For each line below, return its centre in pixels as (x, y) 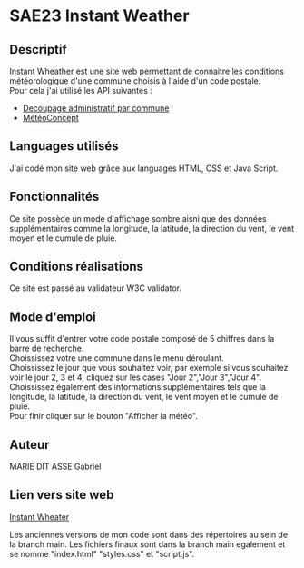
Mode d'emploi (53, 317)
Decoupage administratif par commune (96, 108)
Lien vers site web (62, 495)
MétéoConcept (50, 118)
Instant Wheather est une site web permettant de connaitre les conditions (147, 71)
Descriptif (39, 50)
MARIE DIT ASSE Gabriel (55, 467)
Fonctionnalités (54, 197)
